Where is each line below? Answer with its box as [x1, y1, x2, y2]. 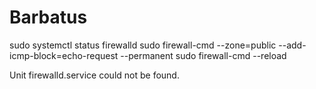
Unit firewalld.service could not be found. [9, 69, 180, 81]
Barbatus [9, 6, 88, 29]
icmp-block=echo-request [9, 49, 119, 61]
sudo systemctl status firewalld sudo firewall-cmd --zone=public [9, 39, 277, 51]
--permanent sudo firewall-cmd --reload [120, 49, 287, 61]
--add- [278, 39, 307, 51]
